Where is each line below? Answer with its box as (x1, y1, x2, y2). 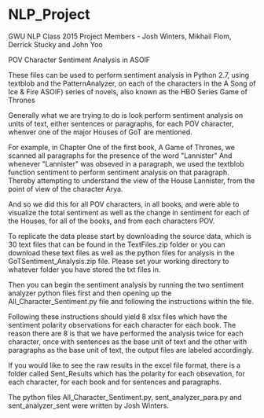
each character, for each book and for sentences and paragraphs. (8, 377, 222, 387)
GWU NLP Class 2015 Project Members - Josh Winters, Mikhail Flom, (8, 31, 232, 41)
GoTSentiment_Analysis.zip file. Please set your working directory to (8, 256, 229, 266)
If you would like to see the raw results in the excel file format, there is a (8, 360, 241, 370)
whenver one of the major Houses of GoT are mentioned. (8, 127, 192, 137)
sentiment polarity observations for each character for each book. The (8, 320, 236, 329)
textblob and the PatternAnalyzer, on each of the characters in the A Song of (8, 79, 256, 88)
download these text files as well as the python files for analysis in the (8, 247, 235, 257)
